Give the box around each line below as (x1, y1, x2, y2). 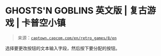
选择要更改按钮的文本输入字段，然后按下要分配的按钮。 (5, 45, 120, 51)
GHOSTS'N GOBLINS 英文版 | (5, 5, 128, 16)
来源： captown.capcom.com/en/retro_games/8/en (17, 35, 117, 41)
